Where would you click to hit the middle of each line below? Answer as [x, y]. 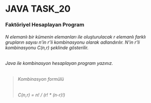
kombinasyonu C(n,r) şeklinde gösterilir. [47, 47]
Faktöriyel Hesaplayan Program [45, 25]
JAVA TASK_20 [38, 9]
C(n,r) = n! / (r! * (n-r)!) [41, 95]
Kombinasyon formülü [41, 79]
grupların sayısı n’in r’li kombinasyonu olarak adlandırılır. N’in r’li [73, 42]
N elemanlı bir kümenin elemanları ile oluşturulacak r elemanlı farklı [75, 37]
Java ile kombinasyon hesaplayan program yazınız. [59, 63]
